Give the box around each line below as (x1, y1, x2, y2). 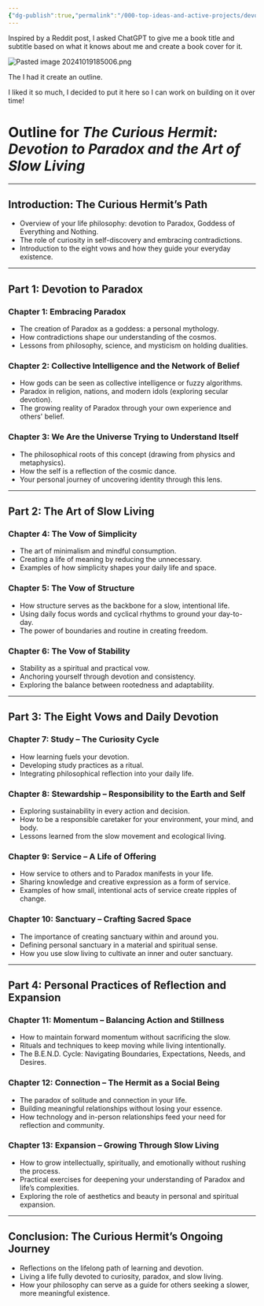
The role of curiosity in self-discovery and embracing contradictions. (19, 236, 243, 245)
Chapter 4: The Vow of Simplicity (8, 528, 137, 539)
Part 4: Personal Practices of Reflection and (8, 978, 226, 992)
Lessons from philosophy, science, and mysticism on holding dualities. (19, 340, 248, 351)
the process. (19, 1166, 60, 1175)
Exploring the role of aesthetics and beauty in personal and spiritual (19, 1191, 239, 1200)
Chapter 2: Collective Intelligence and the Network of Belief (8, 360, 240, 371)
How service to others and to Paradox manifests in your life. (19, 869, 214, 879)
